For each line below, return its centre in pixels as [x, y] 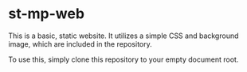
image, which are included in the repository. [80, 44]
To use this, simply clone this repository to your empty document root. [123, 59]
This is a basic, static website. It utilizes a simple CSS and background [123, 36]
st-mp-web [47, 14]
